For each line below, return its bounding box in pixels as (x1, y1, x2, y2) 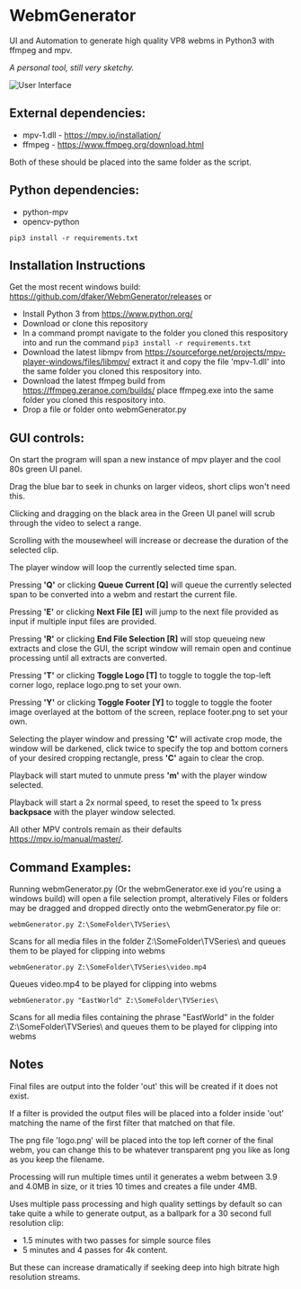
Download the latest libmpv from (22, 347, 144, 358)
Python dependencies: (9, 183, 140, 198)
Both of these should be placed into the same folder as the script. (9, 157, 252, 167)
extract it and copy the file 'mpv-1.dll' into (131, 356, 286, 367)
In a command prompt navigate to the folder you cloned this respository (22, 327, 288, 338)
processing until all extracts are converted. (9, 653, 168, 664)
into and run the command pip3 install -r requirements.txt (22, 337, 252, 348)
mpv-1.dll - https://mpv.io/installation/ (22, 130, 162, 140)
